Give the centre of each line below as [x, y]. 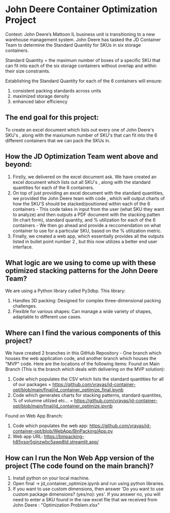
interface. [23, 247]
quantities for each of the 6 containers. [53, 187]
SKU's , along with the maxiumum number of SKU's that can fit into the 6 [81, 135]
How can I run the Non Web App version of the [80, 458]
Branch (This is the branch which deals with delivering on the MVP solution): [85, 369]
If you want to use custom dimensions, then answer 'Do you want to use [88, 489]
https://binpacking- [64, 437]
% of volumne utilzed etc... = [43, 401]
